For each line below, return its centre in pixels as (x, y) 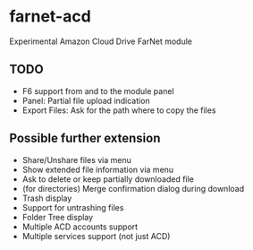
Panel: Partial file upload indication (86, 100)
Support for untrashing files (73, 207)
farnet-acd (50, 17)
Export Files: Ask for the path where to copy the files (119, 110)
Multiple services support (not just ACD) (96, 236)
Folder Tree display (58, 217)
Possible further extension (85, 138)
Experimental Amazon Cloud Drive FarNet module (101, 41)
